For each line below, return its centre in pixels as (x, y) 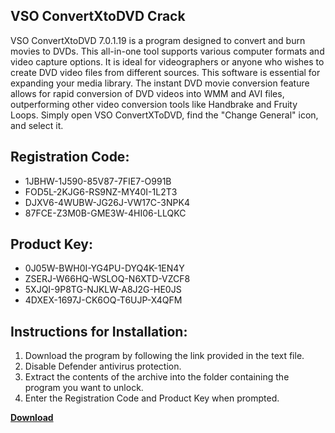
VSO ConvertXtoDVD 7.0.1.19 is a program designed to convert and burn (158, 40)
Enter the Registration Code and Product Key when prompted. (152, 398)
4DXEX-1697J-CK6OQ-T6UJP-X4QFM (103, 300)
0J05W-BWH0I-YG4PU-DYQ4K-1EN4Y (104, 268)
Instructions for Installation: (99, 331)
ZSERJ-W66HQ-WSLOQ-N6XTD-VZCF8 (107, 279)
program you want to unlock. (84, 388)
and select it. (37, 125)
